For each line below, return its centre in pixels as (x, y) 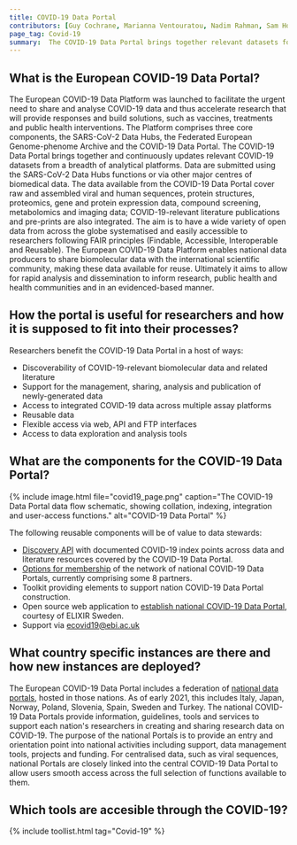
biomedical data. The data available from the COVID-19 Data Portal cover (142, 184)
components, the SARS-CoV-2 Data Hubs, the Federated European (131, 137)
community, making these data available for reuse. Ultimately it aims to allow (148, 269)
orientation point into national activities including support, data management (148, 744)
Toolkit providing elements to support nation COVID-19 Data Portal (142, 587)
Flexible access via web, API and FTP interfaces (109, 424)
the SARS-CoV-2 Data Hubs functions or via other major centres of (131, 174)
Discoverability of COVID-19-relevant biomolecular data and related (145, 368)
